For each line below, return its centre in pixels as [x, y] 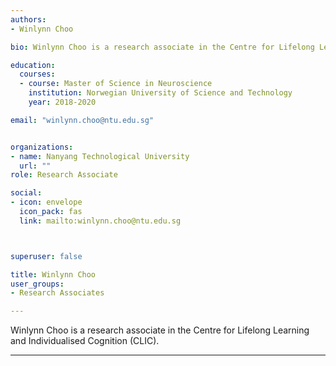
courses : [37, 74]
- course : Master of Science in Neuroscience [116, 84]
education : [33, 65]
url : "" [35, 166]
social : [26, 193]
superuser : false [46, 256]
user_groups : [37, 284]
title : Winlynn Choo [53, 274]
